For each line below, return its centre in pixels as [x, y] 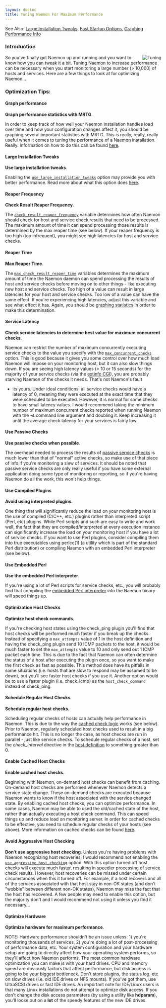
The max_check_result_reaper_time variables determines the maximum [77, 273]
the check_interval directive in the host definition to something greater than [82, 744]
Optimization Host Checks [33, 607]
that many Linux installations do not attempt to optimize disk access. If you [81, 990]
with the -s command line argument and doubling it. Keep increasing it [84, 415]
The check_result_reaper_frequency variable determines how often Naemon [83, 215]
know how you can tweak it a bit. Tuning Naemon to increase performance [81, 63]
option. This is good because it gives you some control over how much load [83, 358]
